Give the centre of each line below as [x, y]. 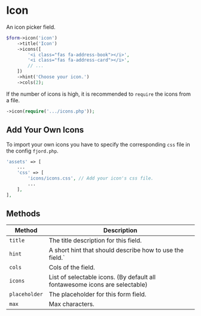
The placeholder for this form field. [98, 294]
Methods [23, 214]
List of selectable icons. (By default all [102, 277]
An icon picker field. [31, 27]
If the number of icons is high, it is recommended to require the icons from [99, 94]
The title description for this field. [95, 241]
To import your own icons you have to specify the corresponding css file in [98, 144]
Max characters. [71, 304]
